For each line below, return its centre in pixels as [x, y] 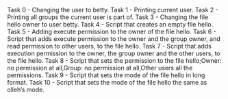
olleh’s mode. [26, 89]
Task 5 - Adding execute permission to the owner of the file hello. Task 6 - [112, 31]
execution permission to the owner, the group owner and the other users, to [114, 53]
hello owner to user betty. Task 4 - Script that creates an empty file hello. [110, 24]
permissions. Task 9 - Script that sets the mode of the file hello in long [106, 75]
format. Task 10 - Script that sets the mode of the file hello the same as [107, 82]
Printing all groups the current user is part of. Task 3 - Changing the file [108, 17]
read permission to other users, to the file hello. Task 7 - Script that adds [110, 46]
